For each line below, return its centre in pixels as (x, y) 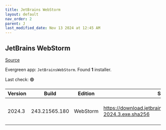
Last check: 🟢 (20, 79)
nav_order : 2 (19, 19)
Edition (86, 93)
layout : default (22, 14)
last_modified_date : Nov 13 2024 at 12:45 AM (53, 28)
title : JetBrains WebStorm (33, 10)
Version (17, 93)
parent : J (15, 23)
